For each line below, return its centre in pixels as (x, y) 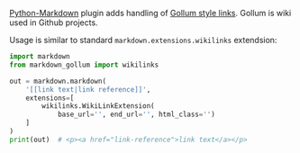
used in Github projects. (54, 22)
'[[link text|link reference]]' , (88, 89)
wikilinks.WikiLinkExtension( (98, 106)
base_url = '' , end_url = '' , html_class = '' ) (136, 115)
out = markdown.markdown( (58, 81)
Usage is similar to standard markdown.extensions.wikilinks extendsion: (143, 40)
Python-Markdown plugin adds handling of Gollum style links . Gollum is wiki (150, 13)
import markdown (40, 57)
